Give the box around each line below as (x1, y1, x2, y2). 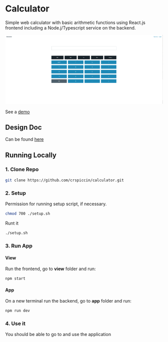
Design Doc (5, 123, 42, 132)
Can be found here (5, 136, 44, 142)
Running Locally (5, 151, 56, 159)
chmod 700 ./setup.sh (5, 211, 50, 216)
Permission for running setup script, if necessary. (5, 201, 107, 207)
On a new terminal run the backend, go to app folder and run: (5, 298, 131, 304)
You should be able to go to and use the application (5, 332, 111, 338)
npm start (5, 276, 26, 281)
